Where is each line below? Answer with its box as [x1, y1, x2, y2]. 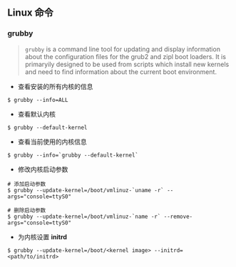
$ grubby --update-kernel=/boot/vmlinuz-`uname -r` [7, 187, 164, 194]
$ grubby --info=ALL [7, 96, 69, 103]
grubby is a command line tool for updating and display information [24, 45, 221, 53]
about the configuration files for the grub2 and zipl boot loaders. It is [24, 52, 227, 61]
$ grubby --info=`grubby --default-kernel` [7, 152, 139, 159]
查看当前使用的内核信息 [17, 137, 87, 146]
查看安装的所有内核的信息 [17, 82, 93, 90]
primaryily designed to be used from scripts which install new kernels [24, 60, 230, 68]
